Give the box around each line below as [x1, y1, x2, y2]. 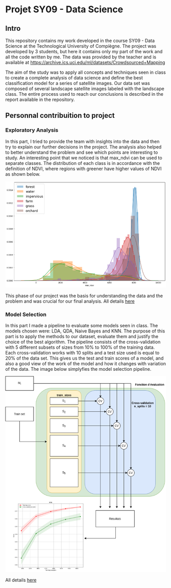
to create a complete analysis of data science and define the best [5, 75, 143, 80]
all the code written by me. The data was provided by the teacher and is [5, 54, 157, 60]
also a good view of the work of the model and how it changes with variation [5, 361, 166, 367]
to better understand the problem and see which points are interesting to [5, 149, 158, 155]
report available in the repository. [5, 96, 75, 102]
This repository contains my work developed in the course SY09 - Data [5, 37, 155, 44]
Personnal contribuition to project [5, 111, 115, 120]
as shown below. [5, 171, 41, 177]
